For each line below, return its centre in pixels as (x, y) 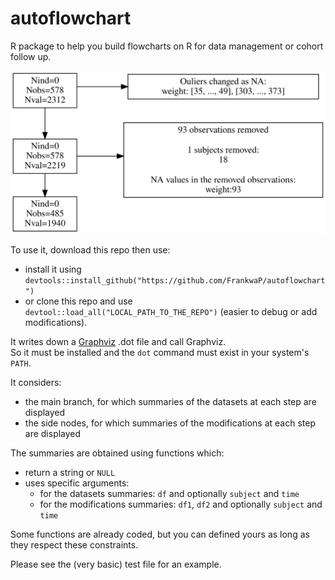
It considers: (36, 383)
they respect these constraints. (74, 545)
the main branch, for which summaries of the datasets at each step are (170, 402)
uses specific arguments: (77, 483)
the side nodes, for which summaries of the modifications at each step (170, 423)
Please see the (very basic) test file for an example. (116, 564)
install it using (53, 269)
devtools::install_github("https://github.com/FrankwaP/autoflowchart (175, 281)
